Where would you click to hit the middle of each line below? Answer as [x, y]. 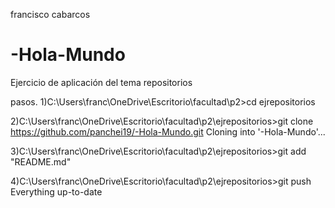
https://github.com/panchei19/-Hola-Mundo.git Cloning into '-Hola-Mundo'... [168, 131]
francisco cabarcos [50, 14]
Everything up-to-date [56, 191]
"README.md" [41, 161]
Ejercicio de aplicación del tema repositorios [101, 82]
